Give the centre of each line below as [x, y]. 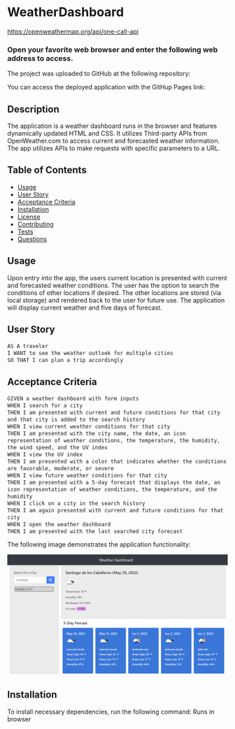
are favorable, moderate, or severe [60, 469]
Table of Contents [47, 170]
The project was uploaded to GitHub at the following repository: [99, 73]
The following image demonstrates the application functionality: [99, 544]
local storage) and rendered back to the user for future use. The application [116, 300]
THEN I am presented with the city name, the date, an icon [97, 434]
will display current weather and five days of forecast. [85, 308]
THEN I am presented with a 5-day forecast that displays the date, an [114, 483]
